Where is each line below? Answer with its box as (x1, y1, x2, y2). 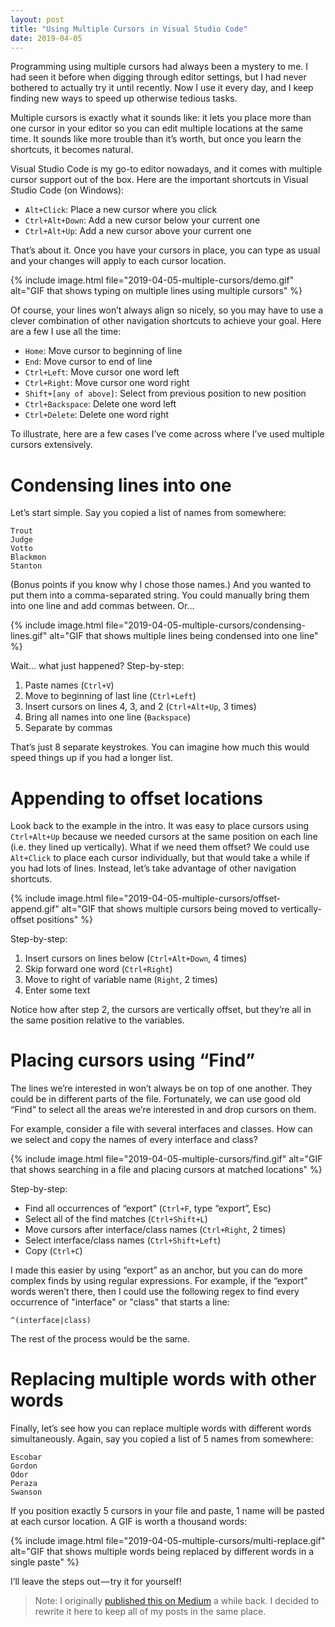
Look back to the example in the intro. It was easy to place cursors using (10, 820, 310, 832)
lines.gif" (10, 630, 48, 642)
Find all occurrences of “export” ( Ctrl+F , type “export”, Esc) (24, 1202, 272, 1215)
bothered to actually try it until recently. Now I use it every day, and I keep (10, 82, 314, 94)
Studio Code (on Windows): (10, 184, 125, 196)
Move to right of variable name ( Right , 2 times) (24, 974, 218, 986)
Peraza (10, 1479, 38, 1489)
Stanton (10, 561, 43, 571)
